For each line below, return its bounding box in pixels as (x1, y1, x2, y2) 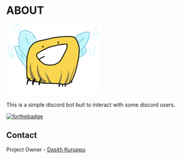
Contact (6, 130, 37, 140)
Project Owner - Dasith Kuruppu (6, 146, 86, 154)
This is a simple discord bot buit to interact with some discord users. (6, 101, 176, 108)
